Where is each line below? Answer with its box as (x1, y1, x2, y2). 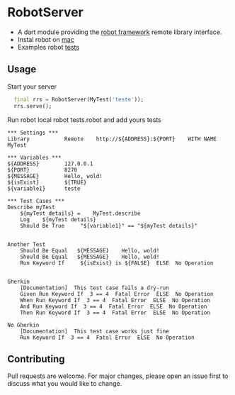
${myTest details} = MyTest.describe (20, 210, 141, 217)
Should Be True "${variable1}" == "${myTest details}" (20, 222, 198, 229)
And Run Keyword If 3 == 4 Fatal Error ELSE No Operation (20, 303, 207, 310)
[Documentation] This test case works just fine (20, 328, 170, 335)
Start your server (7, 82, 57, 91)
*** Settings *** (7, 129, 59, 136)
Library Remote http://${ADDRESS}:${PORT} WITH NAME (7, 135, 217, 143)
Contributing (7, 352, 65, 365)
